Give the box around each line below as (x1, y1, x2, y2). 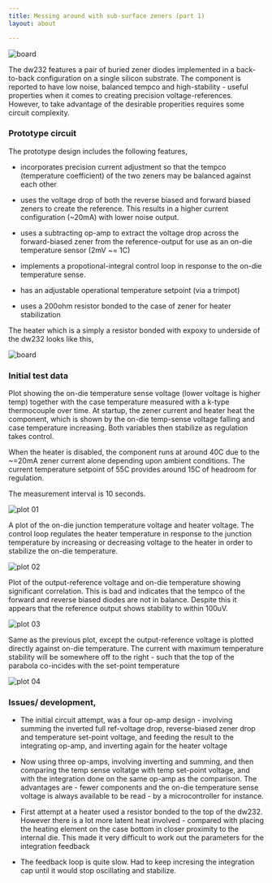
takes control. (8, 432, 54, 441)
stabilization (19, 309, 61, 319)
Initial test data (8, 370, 69, 381)
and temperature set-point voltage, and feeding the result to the (19, 732, 234, 743)
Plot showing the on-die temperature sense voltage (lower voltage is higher (8, 389, 261, 398)
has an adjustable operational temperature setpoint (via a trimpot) (19, 285, 240, 295)
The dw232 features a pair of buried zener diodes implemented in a (8, 64, 235, 74)
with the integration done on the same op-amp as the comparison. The (19, 774, 257, 784)
